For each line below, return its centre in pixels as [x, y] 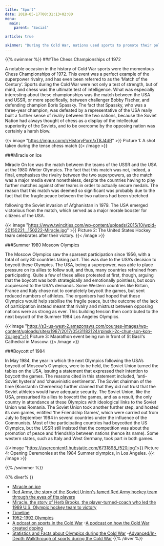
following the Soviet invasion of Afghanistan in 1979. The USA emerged [76, 205]
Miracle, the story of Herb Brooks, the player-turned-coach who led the [84, 502]
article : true [20, 37]
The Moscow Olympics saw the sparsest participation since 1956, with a [78, 254]
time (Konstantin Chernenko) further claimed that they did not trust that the [81, 386]
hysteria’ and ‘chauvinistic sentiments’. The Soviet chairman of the [85, 381]
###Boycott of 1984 [25, 351]
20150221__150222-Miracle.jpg [36, 230]
